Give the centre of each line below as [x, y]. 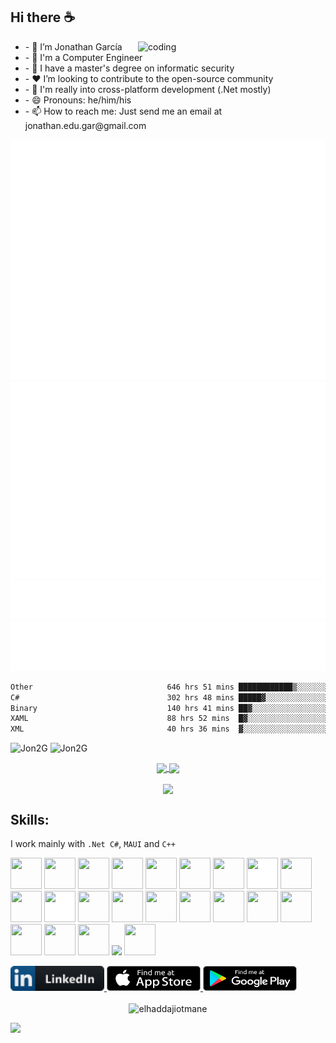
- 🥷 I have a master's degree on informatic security [129, 68]
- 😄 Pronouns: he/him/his [78, 100]
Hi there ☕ [43, 17]
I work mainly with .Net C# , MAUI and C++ [93, 844]
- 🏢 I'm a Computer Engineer [83, 57]
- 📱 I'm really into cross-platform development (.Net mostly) [148, 89]
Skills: [30, 819]
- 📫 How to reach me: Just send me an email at [123, 111]
